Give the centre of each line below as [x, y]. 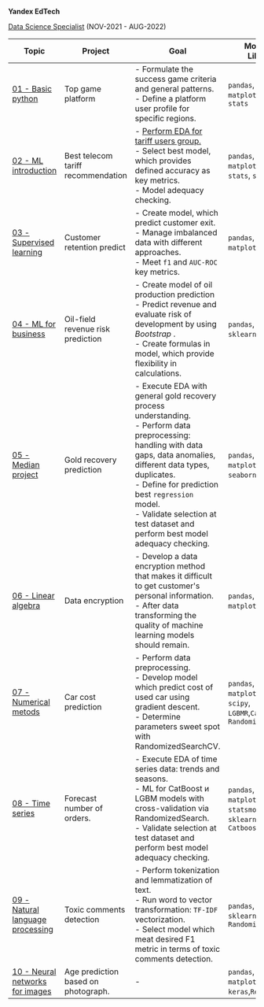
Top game [83, 89]
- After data [157, 605]
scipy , [239, 703]
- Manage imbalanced [176, 233]
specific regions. [165, 118]
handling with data [169, 445]
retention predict [95, 247]
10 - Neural [34, 972]
